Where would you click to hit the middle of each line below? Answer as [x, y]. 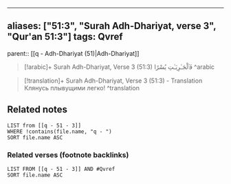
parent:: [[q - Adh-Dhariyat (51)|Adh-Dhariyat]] [73, 53]
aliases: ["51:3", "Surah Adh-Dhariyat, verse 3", [112, 26]
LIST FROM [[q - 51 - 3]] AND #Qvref [61, 169]
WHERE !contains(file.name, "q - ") [59, 132]
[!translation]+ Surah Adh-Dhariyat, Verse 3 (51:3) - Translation [113, 81]
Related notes [37, 110]
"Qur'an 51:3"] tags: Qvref [65, 37]
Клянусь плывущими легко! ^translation [81, 88]
